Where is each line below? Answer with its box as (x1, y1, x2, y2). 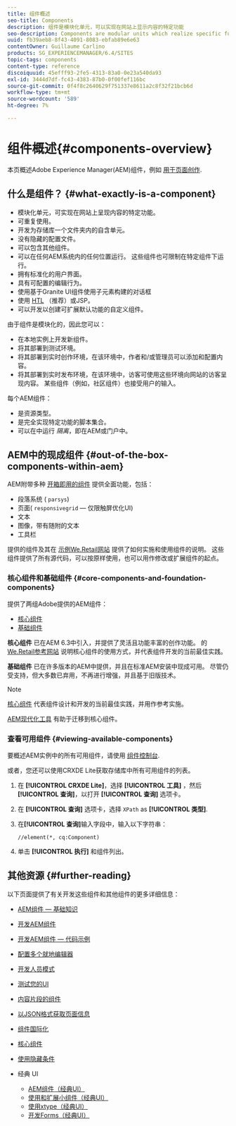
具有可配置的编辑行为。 (17, 278, 86, 287)
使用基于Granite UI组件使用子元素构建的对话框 (17, 287, 152, 296)
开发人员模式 (17, 965, 55, 973)
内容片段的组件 (17, 994, 61, 1003)
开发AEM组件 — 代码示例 (17, 934, 91, 943)
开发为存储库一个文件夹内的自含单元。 (17, 225, 129, 234)
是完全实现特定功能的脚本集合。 (17, 417, 110, 426)
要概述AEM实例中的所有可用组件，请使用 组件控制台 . (7, 751, 160, 760)
